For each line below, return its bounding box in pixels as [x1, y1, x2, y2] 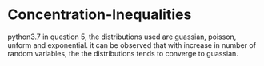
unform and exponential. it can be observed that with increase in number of [7, 40, 257, 49]
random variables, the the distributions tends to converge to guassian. [7, 49, 239, 58]
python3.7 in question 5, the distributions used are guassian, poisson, [7, 32, 237, 41]
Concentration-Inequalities [7, 6, 192, 24]
